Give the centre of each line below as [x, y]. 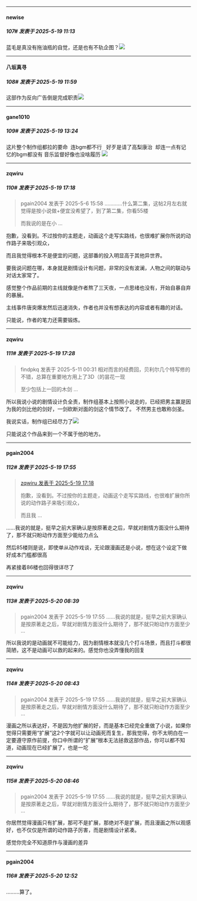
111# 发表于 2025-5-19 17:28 [41, 353]
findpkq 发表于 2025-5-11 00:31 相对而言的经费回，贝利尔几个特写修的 [105, 369]
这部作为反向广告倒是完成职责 [42, 98]
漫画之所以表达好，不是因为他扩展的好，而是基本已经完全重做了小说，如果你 [98, 725]
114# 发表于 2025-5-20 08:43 [43, 684]
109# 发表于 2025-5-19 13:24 [42, 131]
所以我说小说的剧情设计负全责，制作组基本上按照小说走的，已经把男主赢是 [96, 402]
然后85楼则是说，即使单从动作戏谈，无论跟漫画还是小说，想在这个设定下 [94, 548]
